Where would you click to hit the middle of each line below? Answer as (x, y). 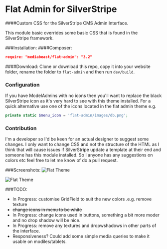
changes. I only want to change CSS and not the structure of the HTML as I (82, 144)
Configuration (22, 84)
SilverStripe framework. (29, 38)
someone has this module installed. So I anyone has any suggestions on (79, 155)
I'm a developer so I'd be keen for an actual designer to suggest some (77, 139)
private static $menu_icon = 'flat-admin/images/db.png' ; (67, 115)
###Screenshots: (23, 170)
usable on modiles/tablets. (40, 241)
